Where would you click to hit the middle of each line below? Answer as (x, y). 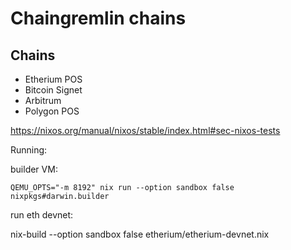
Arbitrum (43, 100)
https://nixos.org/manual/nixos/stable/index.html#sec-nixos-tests (145, 130)
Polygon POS (52, 111)
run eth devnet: (42, 215)
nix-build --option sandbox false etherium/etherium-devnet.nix (140, 234)
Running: (29, 150)
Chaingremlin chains (98, 18)
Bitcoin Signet (53, 90)
